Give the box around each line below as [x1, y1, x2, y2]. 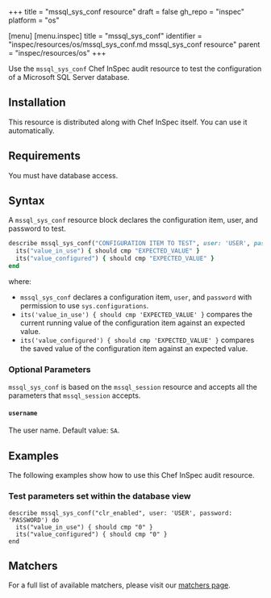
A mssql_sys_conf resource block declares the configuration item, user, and [8, 215, 258, 225]
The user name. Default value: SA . [8, 425, 120, 435]
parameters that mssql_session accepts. [8, 391, 141, 400]
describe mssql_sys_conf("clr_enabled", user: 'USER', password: [8, 508, 232, 517]
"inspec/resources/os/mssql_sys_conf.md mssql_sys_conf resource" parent [8, 40, 261, 49]
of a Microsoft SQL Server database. [8, 73, 131, 82]
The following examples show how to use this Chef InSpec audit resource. [8, 470, 255, 480]
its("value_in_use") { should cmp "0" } [15, 523, 153, 531]
